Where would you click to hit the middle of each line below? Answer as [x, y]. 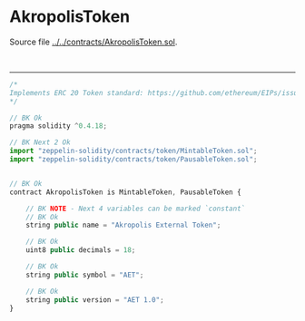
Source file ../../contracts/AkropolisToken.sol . [93, 42]
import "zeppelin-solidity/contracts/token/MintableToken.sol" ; [133, 151]
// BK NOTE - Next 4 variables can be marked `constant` [136, 209]
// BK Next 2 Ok [40, 142]
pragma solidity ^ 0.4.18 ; [58, 126]
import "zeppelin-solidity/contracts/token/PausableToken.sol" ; [133, 160]
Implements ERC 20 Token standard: [77, 92]
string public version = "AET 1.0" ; [95, 300]
